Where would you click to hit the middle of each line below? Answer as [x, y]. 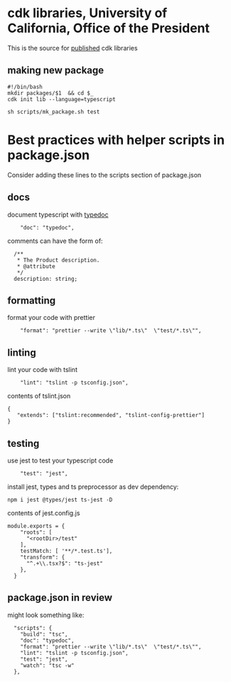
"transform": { [43, 557]
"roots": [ [36, 532]
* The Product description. [58, 260]
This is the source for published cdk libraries [72, 48]
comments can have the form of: [55, 241]
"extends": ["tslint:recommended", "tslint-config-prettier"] [111, 415]
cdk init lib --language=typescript [61, 99]
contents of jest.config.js [44, 513]
